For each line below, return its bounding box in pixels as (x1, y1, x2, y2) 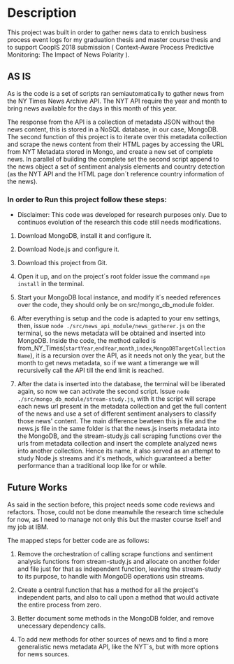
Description (7, 5, 77, 21)
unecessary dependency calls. (17, 621, 106, 630)
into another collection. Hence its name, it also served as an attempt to (17, 446, 221, 455)
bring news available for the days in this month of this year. (7, 104, 177, 113)
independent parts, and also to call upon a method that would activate (17, 593, 219, 601)
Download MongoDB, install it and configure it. (17, 232, 152, 240)
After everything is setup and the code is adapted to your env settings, (17, 314, 221, 323)
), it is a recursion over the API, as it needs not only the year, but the (30, 351, 226, 360)
